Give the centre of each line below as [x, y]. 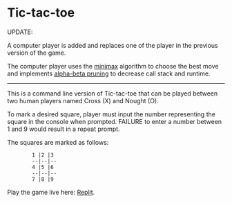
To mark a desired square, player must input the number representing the [112, 114]
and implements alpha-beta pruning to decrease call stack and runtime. [109, 73]
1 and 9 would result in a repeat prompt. [64, 129]
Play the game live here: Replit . [51, 192]
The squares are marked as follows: [58, 142]
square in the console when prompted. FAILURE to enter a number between [115, 121]
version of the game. [37, 53]
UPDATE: [20, 32]
